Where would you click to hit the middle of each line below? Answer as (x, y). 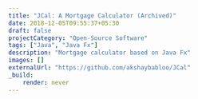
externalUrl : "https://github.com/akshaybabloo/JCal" (100, 68)
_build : (21, 75)
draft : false (30, 30)
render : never (46, 82)
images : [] (26, 61)
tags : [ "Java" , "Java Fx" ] (53, 46)
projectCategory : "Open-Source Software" (78, 38)
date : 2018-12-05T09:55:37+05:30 (64, 23)
